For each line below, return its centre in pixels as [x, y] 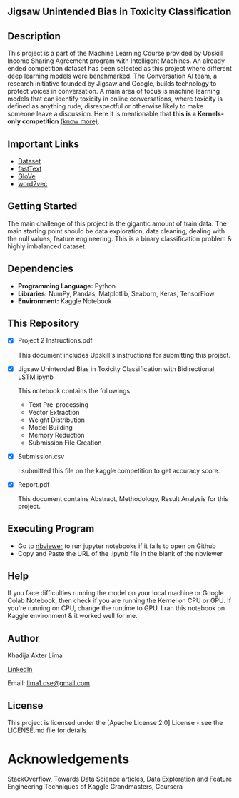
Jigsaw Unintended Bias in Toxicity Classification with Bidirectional [116, 369]
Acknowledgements [68, 759]
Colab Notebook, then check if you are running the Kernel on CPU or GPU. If [119, 601]
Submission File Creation [65, 443]
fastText [30, 169]
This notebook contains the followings [74, 390]
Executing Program [51, 529]
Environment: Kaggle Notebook [65, 301]
